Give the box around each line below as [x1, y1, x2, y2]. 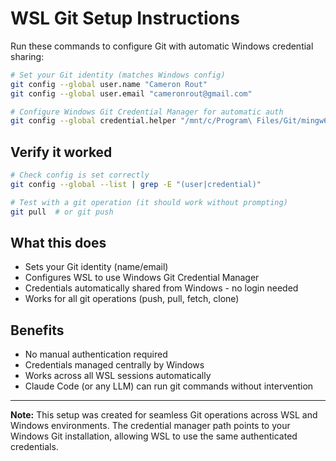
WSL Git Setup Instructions [10, 7, 240, 30]
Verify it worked [10, 143, 113, 161]
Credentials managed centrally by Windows [24, 359, 205, 371]
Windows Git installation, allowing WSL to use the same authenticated [10, 430, 298, 442]
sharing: [10, 50, 45, 62]
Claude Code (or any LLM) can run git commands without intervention [24, 380, 314, 392]
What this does [10, 235, 107, 252]
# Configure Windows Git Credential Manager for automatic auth [10, 107, 284, 117]
